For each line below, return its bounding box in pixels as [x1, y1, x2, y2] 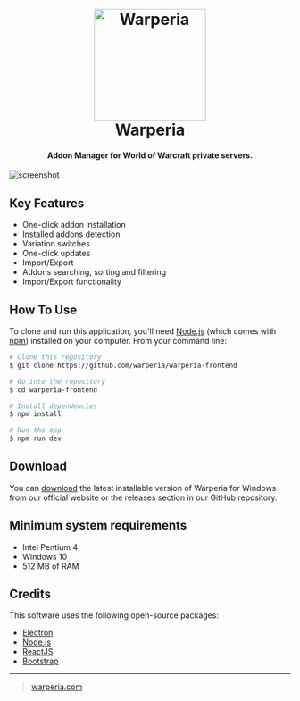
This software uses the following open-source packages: [9, 610, 219, 621]
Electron [21, 628, 54, 638]
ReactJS [21, 647, 54, 657]
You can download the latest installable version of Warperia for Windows [9, 482, 277, 493]
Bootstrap [21, 655, 59, 667]
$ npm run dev [9, 434, 62, 444]
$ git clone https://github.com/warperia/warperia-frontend [9, 361, 238, 370]
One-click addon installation [21, 220, 127, 230]
